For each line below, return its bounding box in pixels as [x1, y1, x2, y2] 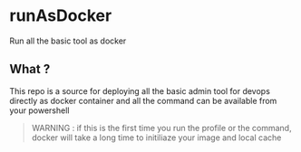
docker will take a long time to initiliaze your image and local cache [31, 132, 282, 143]
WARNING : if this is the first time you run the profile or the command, [31, 122, 292, 133]
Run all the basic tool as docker [9, 35, 127, 46]
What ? [9, 62, 51, 77]
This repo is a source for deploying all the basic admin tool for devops [9, 85, 270, 96]
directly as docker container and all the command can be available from [9, 95, 277, 106]
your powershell [9, 105, 70, 116]
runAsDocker [9, 5, 112, 26]
